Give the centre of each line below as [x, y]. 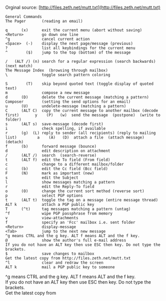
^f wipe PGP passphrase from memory [59, 214]
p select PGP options [44, 196]
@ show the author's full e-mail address [66, 240]
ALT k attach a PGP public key [50, 204]
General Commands [24, 17]
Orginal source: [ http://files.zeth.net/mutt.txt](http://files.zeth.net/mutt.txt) [83, 7]
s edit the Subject [42, 178]
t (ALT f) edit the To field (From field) [58, 160]
